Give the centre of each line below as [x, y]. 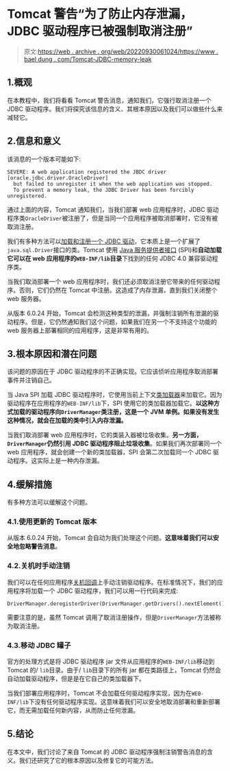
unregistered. [27, 196]
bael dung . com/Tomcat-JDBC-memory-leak [88, 59]
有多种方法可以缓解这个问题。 [49, 502]
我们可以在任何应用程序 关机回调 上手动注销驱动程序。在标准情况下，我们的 [112, 582]
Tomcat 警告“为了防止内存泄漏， [100, 14]
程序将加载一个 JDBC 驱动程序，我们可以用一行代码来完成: [95, 591]
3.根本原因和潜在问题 [52, 354]
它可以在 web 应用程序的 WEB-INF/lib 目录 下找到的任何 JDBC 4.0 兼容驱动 [110, 258]
